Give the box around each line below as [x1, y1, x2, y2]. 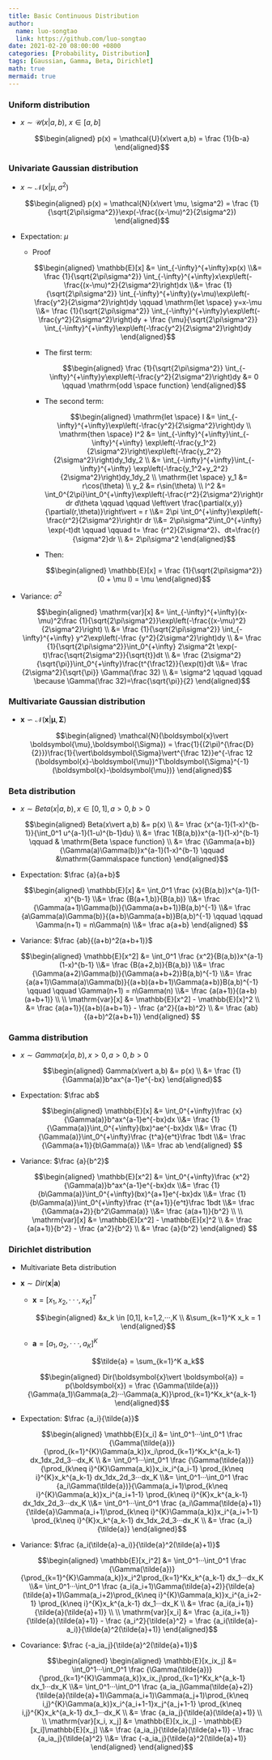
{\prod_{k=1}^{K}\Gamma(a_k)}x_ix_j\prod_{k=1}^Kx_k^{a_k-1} [38, 1672, 245, 1683]
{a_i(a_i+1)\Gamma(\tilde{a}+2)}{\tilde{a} [119, 1581, 256, 1590]
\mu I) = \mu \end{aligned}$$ [113, 573, 211, 584]
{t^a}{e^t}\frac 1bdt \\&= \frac [148, 1132, 246, 1142]
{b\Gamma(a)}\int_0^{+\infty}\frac [29, 1198, 142, 1208]
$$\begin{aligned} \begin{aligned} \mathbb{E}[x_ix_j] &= [47, 1655, 237, 1665]
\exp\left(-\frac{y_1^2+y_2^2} [133, 463, 228, 473]
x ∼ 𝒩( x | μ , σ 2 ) [19, 181, 69, 191]
